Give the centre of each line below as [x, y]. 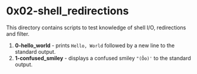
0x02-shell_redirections [68, 11]
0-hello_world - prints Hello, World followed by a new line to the [95, 45]
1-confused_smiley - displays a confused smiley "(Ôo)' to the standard [103, 58]
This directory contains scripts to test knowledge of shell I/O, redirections [96, 27]
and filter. [18, 33]
